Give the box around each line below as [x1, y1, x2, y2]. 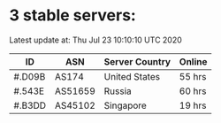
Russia [103, 85, 133, 97]
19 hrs [179, 99, 207, 111]
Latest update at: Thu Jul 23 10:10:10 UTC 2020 [9, 35, 183, 45]
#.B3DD [13, 99, 47, 111]
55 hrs [179, 70, 207, 82]
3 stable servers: [9, 5, 137, 26]
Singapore [103, 99, 148, 111]
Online [179, 55, 208, 67]
